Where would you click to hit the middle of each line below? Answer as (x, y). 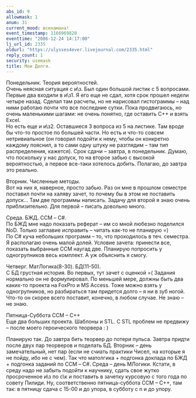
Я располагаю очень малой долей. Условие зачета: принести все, (89, 243)
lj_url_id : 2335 (26, 45)
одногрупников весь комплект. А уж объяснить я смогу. (77, 255)
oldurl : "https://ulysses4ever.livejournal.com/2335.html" (80, 50)
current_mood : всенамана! (37, 28)
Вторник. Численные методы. (43, 181)
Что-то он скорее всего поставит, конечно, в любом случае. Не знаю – (95, 298)
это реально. (22, 170)
